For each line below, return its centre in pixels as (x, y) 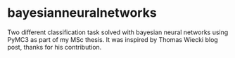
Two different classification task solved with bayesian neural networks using (118, 32)
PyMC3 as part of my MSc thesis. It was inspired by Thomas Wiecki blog (113, 39)
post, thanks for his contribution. (55, 47)
